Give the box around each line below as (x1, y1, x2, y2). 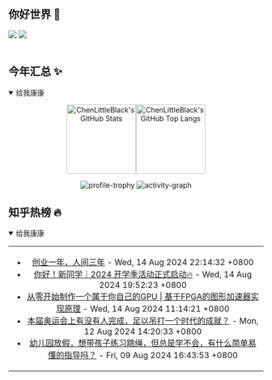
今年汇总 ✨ (8, 65, 63, 78)
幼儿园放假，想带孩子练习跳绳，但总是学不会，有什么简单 (29, 338, 249, 349)
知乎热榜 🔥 (8, 205, 62, 220)
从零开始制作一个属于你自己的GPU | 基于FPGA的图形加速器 (27, 291, 251, 302)
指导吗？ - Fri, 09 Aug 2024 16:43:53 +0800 (64, 350, 239, 361)
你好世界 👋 (8, 7, 61, 22)
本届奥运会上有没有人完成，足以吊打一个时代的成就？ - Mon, (27, 315, 259, 327)
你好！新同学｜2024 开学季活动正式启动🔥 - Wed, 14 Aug (33, 269, 253, 281)
